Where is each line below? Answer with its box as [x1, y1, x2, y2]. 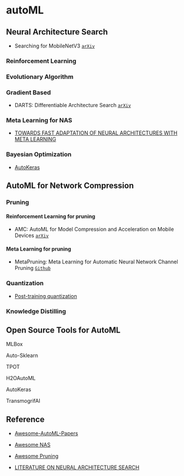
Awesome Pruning [14, 453, 59, 460]
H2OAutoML [6, 375, 36, 382]
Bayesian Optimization [6, 150, 72, 159]
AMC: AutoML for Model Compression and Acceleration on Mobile [14, 226, 174, 233]
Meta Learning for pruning [6, 245, 71, 252]
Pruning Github [14, 265, 51, 272]
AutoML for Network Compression [6, 181, 134, 191]
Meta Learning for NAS [6, 117, 72, 125]
